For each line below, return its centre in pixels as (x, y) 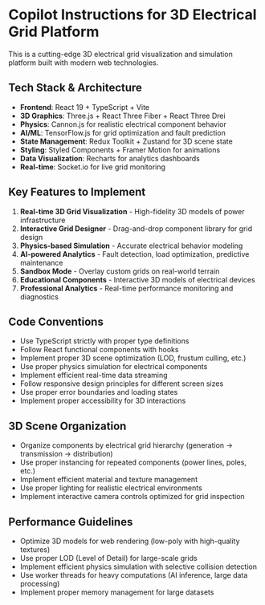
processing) (40, 584)
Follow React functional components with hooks (99, 350)
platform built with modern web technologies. (84, 63)
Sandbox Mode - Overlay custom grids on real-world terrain (120, 271)
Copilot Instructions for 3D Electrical (132, 15)
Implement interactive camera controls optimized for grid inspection (132, 497)
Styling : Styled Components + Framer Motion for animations (120, 149)
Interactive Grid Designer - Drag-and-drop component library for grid (136, 228)
